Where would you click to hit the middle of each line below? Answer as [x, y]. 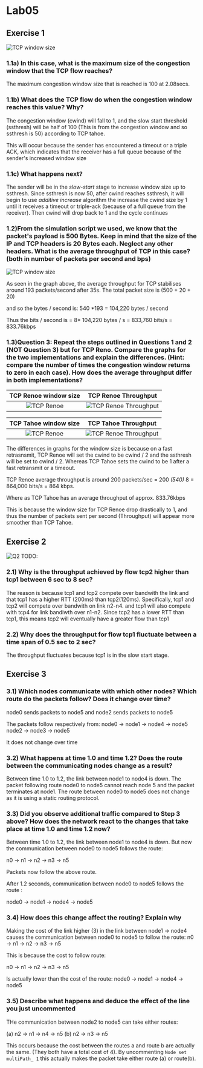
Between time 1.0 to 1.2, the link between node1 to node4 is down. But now [99, 842]
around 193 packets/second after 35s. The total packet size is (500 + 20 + [99, 290]
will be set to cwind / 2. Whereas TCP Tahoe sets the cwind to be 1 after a [98, 462]
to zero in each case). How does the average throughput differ [99, 372]
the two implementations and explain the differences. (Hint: [95, 357]
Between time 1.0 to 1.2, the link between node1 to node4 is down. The [94, 778]
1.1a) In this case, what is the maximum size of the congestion [98, 63]
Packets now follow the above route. [51, 872]
